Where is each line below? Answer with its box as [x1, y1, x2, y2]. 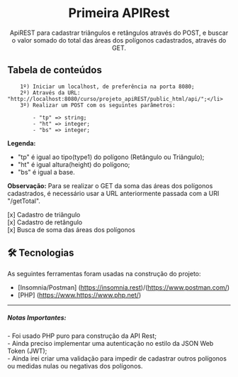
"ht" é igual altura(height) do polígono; [17, 160, 130, 168]
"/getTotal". [7, 197, 41, 205]
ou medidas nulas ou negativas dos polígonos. [7, 361, 143, 370]
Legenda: [7, 138, 36, 147]
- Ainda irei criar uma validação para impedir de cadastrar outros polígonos [7, 354, 227, 363]
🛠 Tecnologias [7, 247, 74, 259]
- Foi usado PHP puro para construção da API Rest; [7, 332, 157, 340]
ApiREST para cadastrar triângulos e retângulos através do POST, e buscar [9, 28, 229, 37]
